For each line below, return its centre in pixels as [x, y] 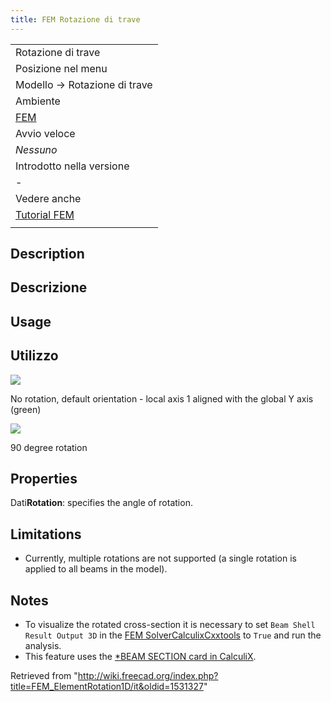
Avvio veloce [45, 133]
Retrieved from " [44, 676]
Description [47, 254]
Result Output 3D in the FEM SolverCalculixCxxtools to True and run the [173, 635]
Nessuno [36, 149]
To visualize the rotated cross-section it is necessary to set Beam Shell [170, 625]
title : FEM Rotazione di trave [75, 19]
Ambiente [38, 101]
